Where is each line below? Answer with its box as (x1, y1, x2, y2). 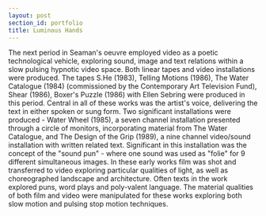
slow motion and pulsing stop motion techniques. (8, 199, 169, 209)
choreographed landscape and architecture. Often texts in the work (8, 174, 228, 184)
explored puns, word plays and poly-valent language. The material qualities (8, 183, 253, 192)
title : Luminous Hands (8, 26, 83, 34)
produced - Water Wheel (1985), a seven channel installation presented (8, 116, 241, 125)
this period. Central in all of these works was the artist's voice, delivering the (8, 98, 258, 108)
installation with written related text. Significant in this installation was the (8, 140, 247, 150)
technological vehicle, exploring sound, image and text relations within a (8, 56, 244, 66)
